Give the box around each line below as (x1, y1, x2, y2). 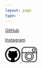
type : (5, 13, 16, 18)
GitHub (5, 27, 20, 33)
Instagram (5, 37, 25, 43)
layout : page (5, 8, 32, 13)
